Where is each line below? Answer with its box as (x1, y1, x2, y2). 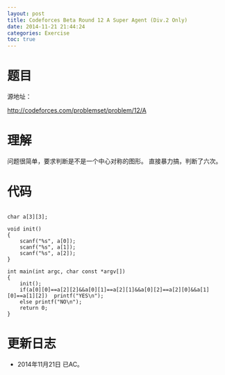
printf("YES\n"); (53, 292, 104, 299)
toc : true (7, 36, 36, 43)
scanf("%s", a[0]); (19, 237, 76, 244)
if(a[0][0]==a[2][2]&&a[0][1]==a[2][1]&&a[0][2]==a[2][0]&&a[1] (19, 286, 210, 293)
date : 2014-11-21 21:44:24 (7, 23, 85, 30)
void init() (7, 225, 42, 233)
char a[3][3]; (7, 213, 49, 220)
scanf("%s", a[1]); (19, 244, 76, 251)
